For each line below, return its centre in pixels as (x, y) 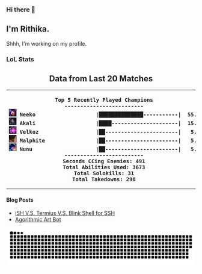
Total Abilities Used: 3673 (104, 167)
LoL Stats (20, 59)
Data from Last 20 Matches (101, 79)
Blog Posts (20, 200)
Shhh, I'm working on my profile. (47, 43)
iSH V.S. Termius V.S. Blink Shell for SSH (65, 213)
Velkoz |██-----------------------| (100, 132)
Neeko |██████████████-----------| (100, 114)
